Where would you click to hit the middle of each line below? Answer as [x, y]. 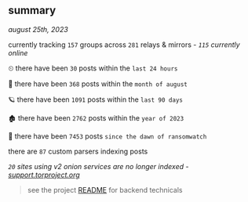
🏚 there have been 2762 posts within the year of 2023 [96, 117]
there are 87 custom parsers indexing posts [78, 151]
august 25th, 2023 [38, 29]
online [18, 52]
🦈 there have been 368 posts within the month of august [98, 84]
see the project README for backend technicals [105, 189]
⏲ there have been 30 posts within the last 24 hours [93, 68]
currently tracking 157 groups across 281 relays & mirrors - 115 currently [124, 45]
